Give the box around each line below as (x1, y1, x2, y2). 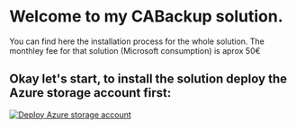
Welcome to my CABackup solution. (9, 6, 283, 27)
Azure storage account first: (9, 85, 172, 100)
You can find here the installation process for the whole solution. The (9, 36, 265, 47)
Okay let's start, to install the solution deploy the (9, 72, 288, 87)
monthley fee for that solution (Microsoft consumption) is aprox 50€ (9, 45, 261, 56)
